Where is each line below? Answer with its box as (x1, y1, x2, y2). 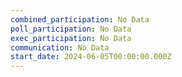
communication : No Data (10, 42, 110, 53)
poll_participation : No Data (10, 24, 132, 34)
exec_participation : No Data (10, 33, 132, 43)
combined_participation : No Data (10, 14, 150, 25)
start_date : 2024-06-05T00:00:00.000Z (10, 52, 172, 62)
